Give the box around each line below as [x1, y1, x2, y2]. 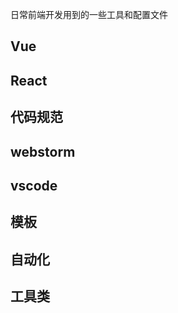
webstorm [10, 143, 76, 160]
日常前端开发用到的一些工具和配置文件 [10, 9, 168, 20]
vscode [10, 177, 58, 194]
